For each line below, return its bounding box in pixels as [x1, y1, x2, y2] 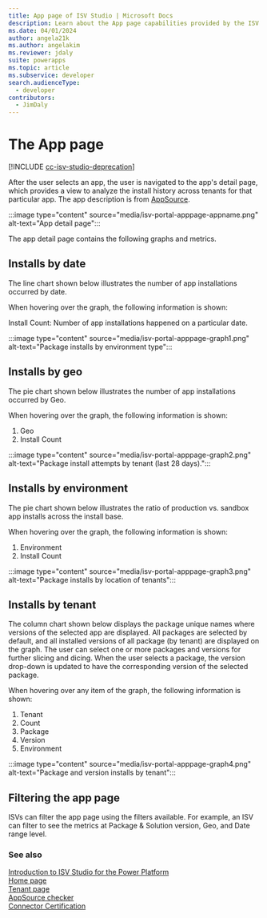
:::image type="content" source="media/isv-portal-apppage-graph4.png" [8, 760, 252, 769]
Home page [8, 876, 47, 885]
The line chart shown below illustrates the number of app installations [8, 278, 237, 288]
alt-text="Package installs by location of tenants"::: [8, 575, 176, 584]
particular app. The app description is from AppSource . [8, 194, 190, 204]
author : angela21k [8, 34, 70, 42]
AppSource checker [8, 893, 74, 903]
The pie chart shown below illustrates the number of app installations [8, 386, 236, 396]
